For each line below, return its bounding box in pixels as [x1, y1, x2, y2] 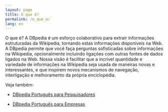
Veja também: [5, 82, 34, 88]
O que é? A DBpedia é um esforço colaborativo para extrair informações [5, 35, 154, 41]
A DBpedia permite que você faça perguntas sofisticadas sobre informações [5, 45, 163, 51]
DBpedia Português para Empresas [12, 101, 85, 107]
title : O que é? [5, 12, 39, 17]
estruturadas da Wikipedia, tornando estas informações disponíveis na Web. [5, 40, 163, 46]
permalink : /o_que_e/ [5, 16, 51, 21]
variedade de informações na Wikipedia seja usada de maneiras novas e [5, 61, 155, 67]
